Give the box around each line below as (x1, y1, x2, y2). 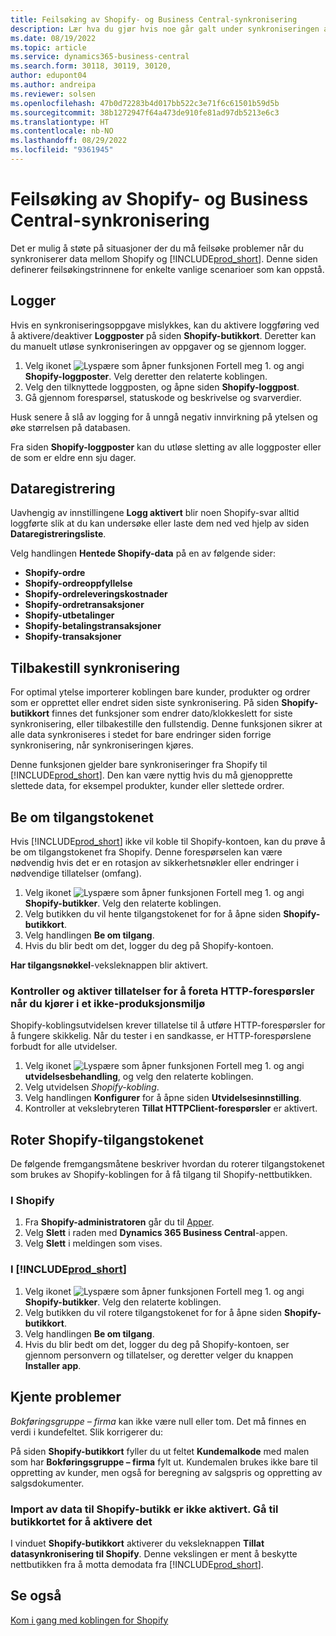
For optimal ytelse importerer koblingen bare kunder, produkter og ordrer (10, 686, 311, 698)
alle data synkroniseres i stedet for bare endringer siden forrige (10, 729, 272, 741)
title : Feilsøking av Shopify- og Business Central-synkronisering (10, 14, 298, 25)
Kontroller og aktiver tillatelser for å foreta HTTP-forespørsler (10, 984, 315, 998)
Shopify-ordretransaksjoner (24, 599, 145, 611)
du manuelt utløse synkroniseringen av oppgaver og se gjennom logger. (10, 340, 307, 352)
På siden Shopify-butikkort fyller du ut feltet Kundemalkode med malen (10, 1445, 310, 1457)
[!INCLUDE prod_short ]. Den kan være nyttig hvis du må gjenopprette (10, 769, 293, 781)
